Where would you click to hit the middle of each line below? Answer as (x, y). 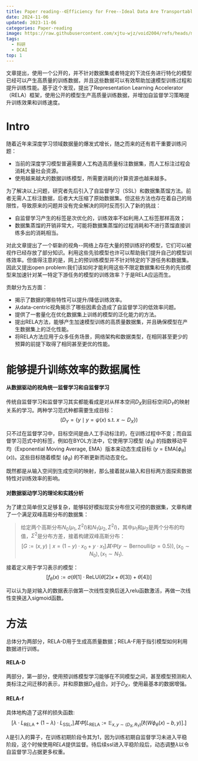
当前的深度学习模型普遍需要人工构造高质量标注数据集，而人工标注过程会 (102, 163)
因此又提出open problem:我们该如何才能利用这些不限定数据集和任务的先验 (96, 267)
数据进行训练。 (24, 648)
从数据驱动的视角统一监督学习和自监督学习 (58, 388)
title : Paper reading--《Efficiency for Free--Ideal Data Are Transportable (101, 11)
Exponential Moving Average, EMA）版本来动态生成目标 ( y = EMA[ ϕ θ (100, 450)
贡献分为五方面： (27, 287)
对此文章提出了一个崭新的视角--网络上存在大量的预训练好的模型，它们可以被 (99, 245)
